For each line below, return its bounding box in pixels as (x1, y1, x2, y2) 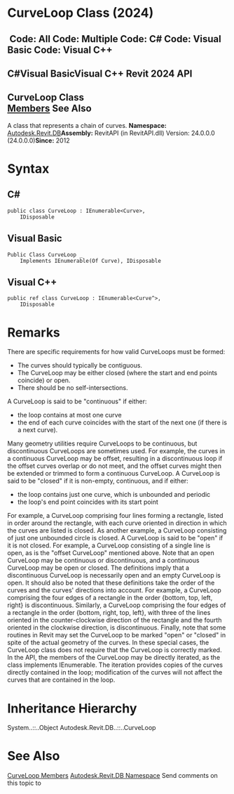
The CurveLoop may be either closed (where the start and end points (17, 369, 218, 377)
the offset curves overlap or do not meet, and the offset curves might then (7, 462, 222, 470)
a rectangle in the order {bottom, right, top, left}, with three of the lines (7, 608, 211, 617)
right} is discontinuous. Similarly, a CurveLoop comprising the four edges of (7, 601, 226, 609)
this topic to (7, 779, 42, 788)
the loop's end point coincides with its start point (17, 497, 159, 507)
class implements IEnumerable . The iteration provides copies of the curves (7, 660, 223, 669)
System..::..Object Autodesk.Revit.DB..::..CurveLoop (7, 724, 156, 732)
